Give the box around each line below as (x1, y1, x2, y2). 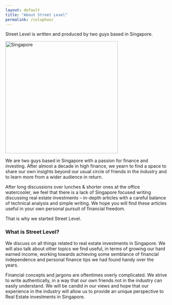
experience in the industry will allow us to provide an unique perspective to (5, 288, 164, 294)
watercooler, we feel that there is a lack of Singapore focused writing (5, 189, 151, 195)
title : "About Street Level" (5, 12, 68, 17)
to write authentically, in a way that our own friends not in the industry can (5, 277, 163, 283)
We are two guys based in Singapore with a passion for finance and (5, 157, 148, 164)
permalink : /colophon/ (5, 17, 54, 22)
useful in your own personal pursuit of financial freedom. (5, 206, 126, 212)
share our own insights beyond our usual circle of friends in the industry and (5, 169, 167, 175)
